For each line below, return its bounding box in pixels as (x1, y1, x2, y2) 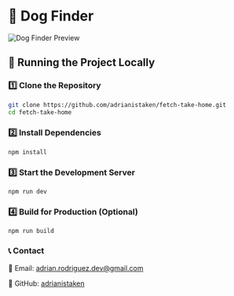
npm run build (8, 228, 55, 235)
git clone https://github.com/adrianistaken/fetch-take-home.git (8, 101, 226, 109)
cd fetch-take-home (8, 108, 72, 117)
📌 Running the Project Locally (8, 56, 155, 69)
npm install (8, 148, 47, 156)
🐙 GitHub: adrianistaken (8, 279, 85, 288)
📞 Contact (8, 246, 45, 257)
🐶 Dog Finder (8, 7, 94, 25)
